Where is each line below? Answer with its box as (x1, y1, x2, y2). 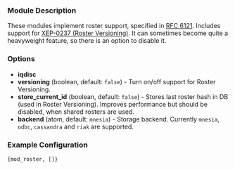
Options (7, 54, 35, 64)
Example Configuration (7, 140, 88, 150)
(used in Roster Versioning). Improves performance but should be (17, 100, 208, 108)
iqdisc (17, 70, 37, 79)
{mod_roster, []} (7, 155, 58, 163)
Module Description (7, 6, 77, 15)
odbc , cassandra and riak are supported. (17, 122, 134, 131)
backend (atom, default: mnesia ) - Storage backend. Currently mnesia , (17, 115, 220, 123)
